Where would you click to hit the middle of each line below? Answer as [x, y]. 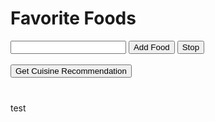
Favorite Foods [73, 18]
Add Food [151, 47]
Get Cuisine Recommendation [71, 70]
